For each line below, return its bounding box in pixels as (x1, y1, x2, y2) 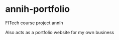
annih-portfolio (5, 3, 70, 15)
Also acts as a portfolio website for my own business (5, 29, 114, 35)
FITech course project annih (5, 20, 63, 26)
